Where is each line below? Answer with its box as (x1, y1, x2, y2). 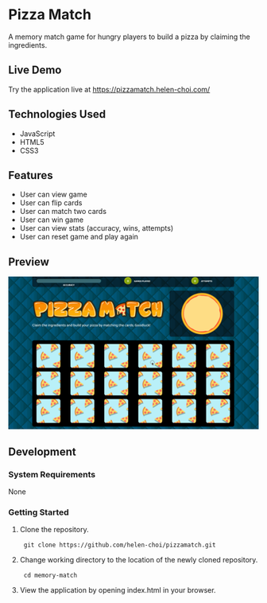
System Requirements (8, 469, 96, 480)
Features (8, 169, 53, 182)
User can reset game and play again (19, 232, 139, 242)
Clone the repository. (19, 525, 89, 535)
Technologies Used (8, 107, 106, 121)
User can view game (19, 189, 87, 200)
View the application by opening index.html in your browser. (19, 585, 216, 595)
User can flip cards (19, 198, 83, 208)
